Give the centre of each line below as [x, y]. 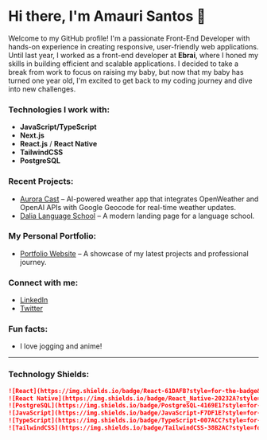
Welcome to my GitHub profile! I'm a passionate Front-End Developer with [129, 38]
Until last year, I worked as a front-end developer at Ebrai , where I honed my [133, 55]
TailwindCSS [41, 152]
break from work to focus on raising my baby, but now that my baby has [126, 72]
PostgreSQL [40, 161]
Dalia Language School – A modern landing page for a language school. [137, 216]
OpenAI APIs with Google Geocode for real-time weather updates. [128, 207]
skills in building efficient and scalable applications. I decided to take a [124, 64]
